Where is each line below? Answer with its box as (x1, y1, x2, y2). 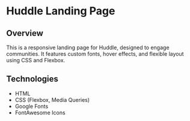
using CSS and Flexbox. (6, 57, 66, 63)
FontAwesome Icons (14, 109, 66, 116)
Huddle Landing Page (6, 4, 115, 18)
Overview (6, 28, 44, 38)
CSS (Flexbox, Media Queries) (14, 96, 90, 103)
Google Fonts (14, 102, 49, 110)
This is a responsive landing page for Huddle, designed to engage (6, 44, 170, 51)
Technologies (6, 74, 59, 84)
